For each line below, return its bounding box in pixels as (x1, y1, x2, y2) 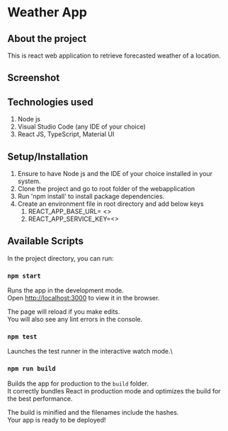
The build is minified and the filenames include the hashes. (7, 408, 179, 416)
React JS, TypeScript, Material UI (17, 130, 115, 138)
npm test (7, 333, 38, 341)
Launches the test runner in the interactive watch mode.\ (7, 347, 173, 356)
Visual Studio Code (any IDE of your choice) (17, 122, 147, 131)
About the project (7, 33, 87, 45)
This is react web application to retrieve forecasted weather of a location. (7, 51, 221, 60)
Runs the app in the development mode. (7, 286, 124, 295)
